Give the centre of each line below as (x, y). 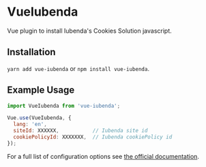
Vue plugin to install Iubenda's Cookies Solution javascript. (89, 31)
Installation (31, 52)
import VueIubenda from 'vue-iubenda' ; (64, 106)
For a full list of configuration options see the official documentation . (103, 156)
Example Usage (41, 90)
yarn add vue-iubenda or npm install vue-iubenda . (78, 68)
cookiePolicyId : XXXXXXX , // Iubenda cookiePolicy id (93, 137)
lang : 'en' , (30, 124)
